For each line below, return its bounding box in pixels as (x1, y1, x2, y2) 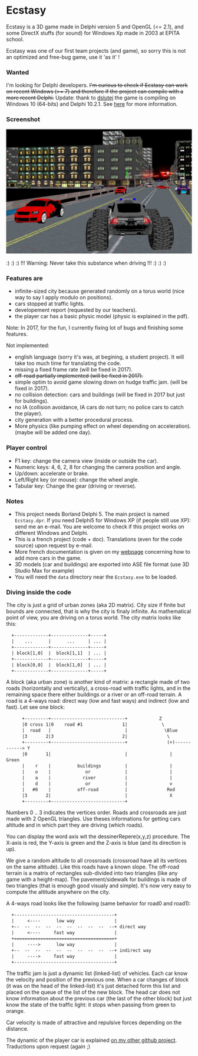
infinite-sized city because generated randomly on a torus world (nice (14, 288, 184, 295)
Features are (6, 275, 43, 283)
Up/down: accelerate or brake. (14, 470, 90, 477)
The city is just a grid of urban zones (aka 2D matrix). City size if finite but (6, 602, 186, 609)
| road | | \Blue (21, 728, 178, 734)
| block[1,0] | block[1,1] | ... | (11, 650, 107, 657)
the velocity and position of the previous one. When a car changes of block (6, 976, 189, 983)
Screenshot (6, 115, 40, 124)
